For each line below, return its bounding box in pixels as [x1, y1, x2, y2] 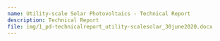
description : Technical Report [7, 17, 99, 24]
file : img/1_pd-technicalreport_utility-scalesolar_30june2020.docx [7, 23, 213, 30]
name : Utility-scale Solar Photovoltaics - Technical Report [7, 10, 191, 17]
